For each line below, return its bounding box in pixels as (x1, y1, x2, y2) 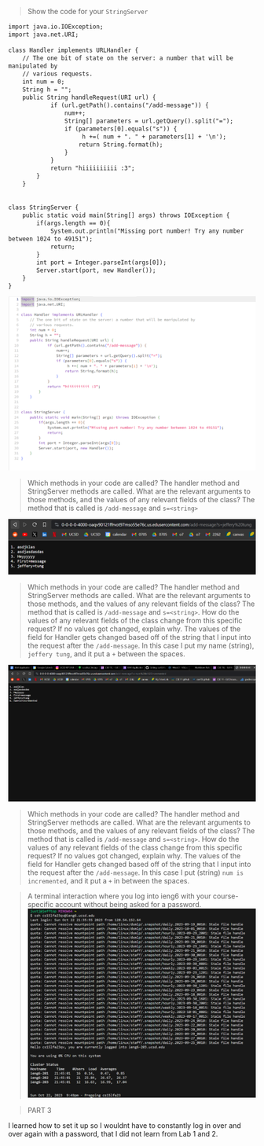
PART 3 (27, 1106, 52, 1115)
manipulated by (8, 62, 58, 70)
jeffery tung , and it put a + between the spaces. (27, 648, 186, 659)
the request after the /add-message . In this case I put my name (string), (27, 641, 255, 650)
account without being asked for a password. (54, 899, 202, 909)
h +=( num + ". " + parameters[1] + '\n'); (82, 133, 226, 141)
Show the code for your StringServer (27, 7, 148, 16)
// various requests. (22, 70, 93, 78)
